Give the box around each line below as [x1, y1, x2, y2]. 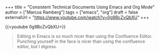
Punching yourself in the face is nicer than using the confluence [17, 38, 145, 44]
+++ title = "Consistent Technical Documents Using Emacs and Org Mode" [5, 4, 155, 10]
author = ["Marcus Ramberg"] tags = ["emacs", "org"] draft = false [5, 9, 139, 15]
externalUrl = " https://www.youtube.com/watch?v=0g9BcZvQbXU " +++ [5, 15, 149, 20]
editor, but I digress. [17, 44, 57, 49]
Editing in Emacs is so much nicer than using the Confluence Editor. [17, 34, 153, 39]
